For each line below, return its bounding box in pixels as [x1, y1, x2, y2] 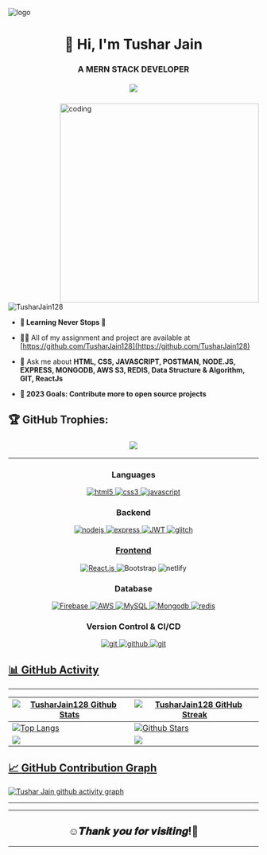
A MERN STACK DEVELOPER [77, 64, 190, 75]
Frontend [115, 545, 152, 556]
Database [114, 583, 153, 594]
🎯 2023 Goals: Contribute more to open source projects [19, 389, 207, 399]
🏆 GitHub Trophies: [8, 413, 109, 427]
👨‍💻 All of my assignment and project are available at [19, 333, 191, 342]
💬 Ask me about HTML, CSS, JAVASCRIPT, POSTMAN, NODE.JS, [19, 357, 236, 366]
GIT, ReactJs [19, 374, 64, 384]
